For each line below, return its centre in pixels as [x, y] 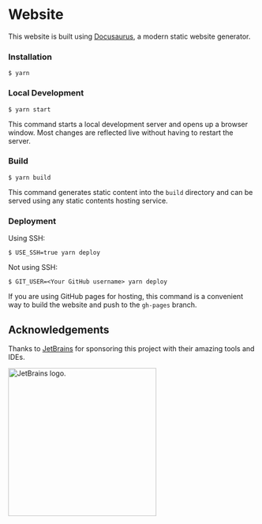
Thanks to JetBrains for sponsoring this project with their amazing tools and [131, 348]
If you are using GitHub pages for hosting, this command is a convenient [125, 297]
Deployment [32, 221]
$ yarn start [30, 109]
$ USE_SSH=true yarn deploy [54, 253]
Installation [30, 57]
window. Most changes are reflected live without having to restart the [121, 133]
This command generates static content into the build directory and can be [131, 192]
